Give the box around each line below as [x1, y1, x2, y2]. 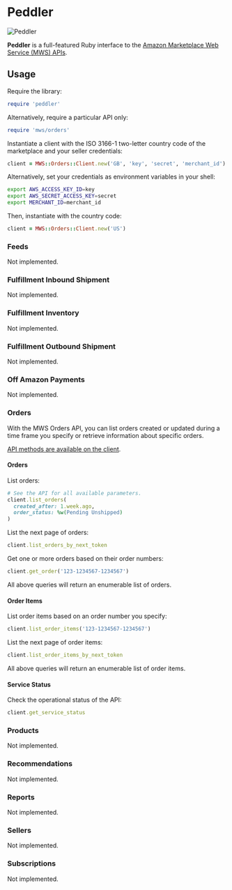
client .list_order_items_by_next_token [7, 651, 123, 659]
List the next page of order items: [7, 638, 103, 647]
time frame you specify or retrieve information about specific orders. [7, 431, 204, 439]
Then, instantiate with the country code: [7, 212, 122, 220]
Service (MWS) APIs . [7, 48, 68, 56]
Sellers [7, 825, 31, 835]
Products [7, 725, 40, 735]
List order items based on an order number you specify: [7, 612, 167, 621]
